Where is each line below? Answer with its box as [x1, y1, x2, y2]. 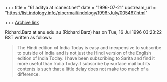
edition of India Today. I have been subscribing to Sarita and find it [17, 55, 155, 61]
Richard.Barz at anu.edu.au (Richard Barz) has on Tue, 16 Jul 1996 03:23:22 [5, 29, 162, 35]
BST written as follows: [5, 35, 52, 40]
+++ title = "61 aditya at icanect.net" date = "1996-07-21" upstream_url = [5, 5, 156, 10]
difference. [17, 71, 40, 77]
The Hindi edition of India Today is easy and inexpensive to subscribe [17, 45, 162, 50]
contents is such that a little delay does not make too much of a [17, 66, 149, 72]
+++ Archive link [5, 20, 39, 25]
